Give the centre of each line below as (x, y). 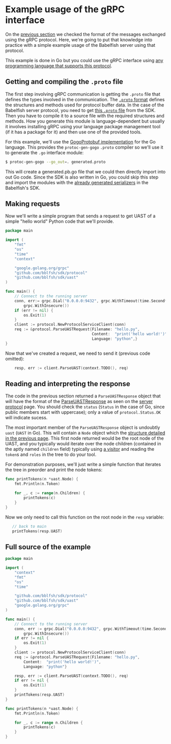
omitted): (15, 359)
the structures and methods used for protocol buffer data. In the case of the (85, 105)
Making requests (33, 204)
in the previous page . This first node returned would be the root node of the (84, 438)
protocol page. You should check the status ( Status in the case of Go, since (85, 407)
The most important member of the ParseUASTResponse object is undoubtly (83, 427)
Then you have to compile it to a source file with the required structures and (85, 116)
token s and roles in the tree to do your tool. (51, 454)
